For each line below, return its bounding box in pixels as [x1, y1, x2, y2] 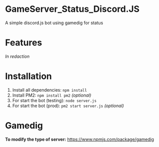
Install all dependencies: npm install [12, 87, 87, 93]
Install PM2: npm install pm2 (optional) [12, 92, 92, 98]
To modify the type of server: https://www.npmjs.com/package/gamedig [5, 136, 154, 142]
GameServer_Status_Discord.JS [5, 3, 140, 15]
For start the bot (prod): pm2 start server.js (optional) [12, 103, 124, 109]
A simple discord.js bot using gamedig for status [5, 20, 103, 26]
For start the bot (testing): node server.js [12, 97, 97, 103]
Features [5, 37, 42, 48]
